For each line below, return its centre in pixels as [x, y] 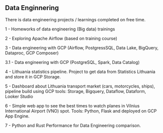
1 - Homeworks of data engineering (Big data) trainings [60, 29]
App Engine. [17, 116]
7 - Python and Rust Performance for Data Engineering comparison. [73, 125]
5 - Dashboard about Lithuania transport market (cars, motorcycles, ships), [80, 86]
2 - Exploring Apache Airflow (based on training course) [61, 38]
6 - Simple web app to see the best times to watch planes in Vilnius [72, 105]
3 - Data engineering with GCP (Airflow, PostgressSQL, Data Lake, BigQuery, [82, 47]
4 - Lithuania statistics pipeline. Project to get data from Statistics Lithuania [80, 72]
